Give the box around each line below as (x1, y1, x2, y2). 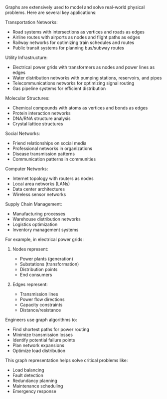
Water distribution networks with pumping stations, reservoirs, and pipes (12, 75, 162, 80)
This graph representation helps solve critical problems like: (5, 357, 128, 363)
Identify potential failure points (12, 337, 76, 343)
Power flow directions (19, 296, 65, 302)
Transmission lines (19, 291, 58, 297)
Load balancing (12, 367, 44, 373)
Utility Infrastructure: (5, 54, 48, 60)
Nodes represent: (12, 246, 49, 252)
